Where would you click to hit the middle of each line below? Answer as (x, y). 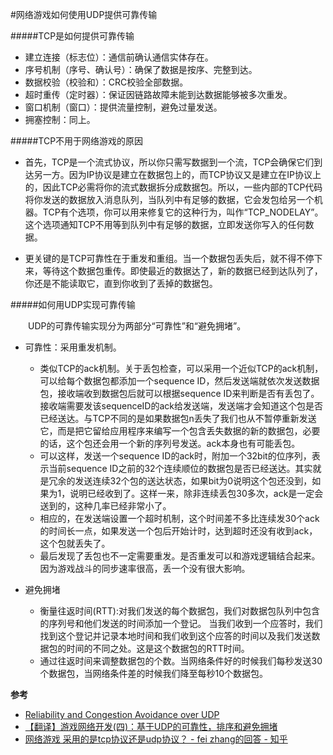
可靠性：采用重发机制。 (73, 347)
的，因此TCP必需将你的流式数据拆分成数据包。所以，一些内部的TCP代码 (173, 187)
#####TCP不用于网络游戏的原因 (77, 141)
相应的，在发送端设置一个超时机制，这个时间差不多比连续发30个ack (179, 518)
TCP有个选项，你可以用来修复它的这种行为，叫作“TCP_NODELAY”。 (183, 212)
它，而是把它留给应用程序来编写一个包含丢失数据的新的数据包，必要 (180, 431)
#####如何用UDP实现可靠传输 (73, 304)
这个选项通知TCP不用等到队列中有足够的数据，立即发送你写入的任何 (165, 224)
